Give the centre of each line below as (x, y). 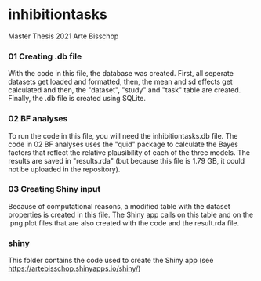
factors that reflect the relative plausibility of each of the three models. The (129, 152)
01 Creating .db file (45, 56)
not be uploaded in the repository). (64, 169)
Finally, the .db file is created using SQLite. (77, 99)
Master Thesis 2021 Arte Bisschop (63, 36)
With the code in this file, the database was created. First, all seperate (121, 74)
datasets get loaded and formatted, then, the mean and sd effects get (120, 82)
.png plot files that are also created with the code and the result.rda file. (124, 223)
